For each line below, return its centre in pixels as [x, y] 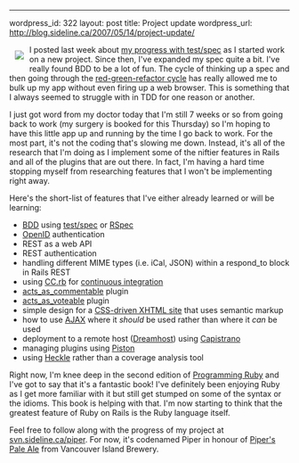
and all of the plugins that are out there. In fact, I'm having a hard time [137, 162]
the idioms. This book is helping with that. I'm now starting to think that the [146, 403]
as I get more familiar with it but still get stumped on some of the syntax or [145, 394]
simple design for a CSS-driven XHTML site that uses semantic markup [153, 310]
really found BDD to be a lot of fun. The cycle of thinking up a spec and [160, 69]
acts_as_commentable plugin [75, 291]
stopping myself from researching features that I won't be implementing [141, 171]
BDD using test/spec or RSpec [77, 225]
